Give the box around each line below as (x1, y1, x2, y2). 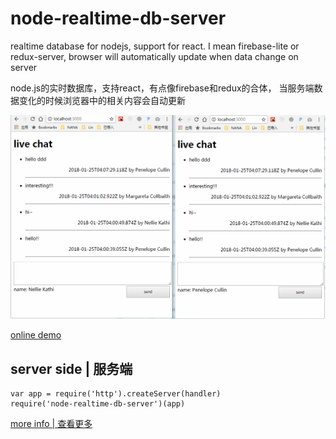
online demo (10, 329, 62, 341)
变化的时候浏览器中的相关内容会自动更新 (18, 94, 186, 106)
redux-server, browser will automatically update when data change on (10, 50, 299, 62)
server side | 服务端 (10, 360, 133, 377)
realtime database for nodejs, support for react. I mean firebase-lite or (10, 40, 300, 52)
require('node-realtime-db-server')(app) (10, 399, 186, 409)
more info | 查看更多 (10, 418, 93, 430)
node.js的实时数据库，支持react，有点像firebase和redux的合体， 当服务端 (10, 82, 315, 94)
